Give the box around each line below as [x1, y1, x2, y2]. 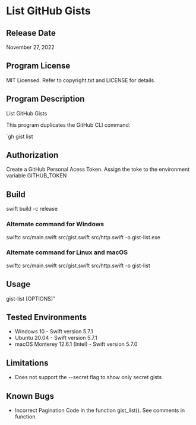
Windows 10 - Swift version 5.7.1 [14, 328, 93, 335]
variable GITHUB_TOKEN [6, 172, 67, 179]
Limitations [6, 358, 49, 368]
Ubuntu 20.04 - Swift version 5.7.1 [14, 335, 97, 342]
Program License [6, 61, 71, 71]
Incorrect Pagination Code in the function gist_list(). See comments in [14, 407, 185, 414]
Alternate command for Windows [6, 220, 105, 229]
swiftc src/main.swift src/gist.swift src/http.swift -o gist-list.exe [6, 233, 160, 240]
